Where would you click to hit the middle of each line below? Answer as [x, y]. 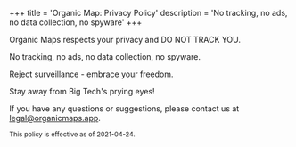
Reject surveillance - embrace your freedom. [91, 74]
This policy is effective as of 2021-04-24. [72, 135]
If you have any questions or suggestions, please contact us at [124, 109]
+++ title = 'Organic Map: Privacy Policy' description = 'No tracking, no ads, [148, 13]
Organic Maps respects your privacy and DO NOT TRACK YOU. [125, 40]
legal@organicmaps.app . [55, 118]
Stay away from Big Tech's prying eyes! [82, 91]
